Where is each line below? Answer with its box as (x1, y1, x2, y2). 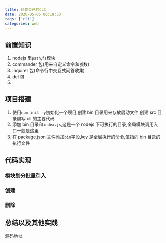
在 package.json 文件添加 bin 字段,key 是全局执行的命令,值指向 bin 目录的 (12, 134, 161, 140)
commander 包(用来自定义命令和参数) (12, 61, 90, 67)
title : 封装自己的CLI (5, 7, 46, 12)
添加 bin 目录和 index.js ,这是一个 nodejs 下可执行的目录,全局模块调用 (12, 121, 154, 127)
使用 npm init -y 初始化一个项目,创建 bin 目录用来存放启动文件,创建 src (12, 109, 157, 115)
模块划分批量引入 (5, 172, 46, 179)
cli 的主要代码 (26, 115, 55, 121)
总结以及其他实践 (5, 219, 58, 227)
